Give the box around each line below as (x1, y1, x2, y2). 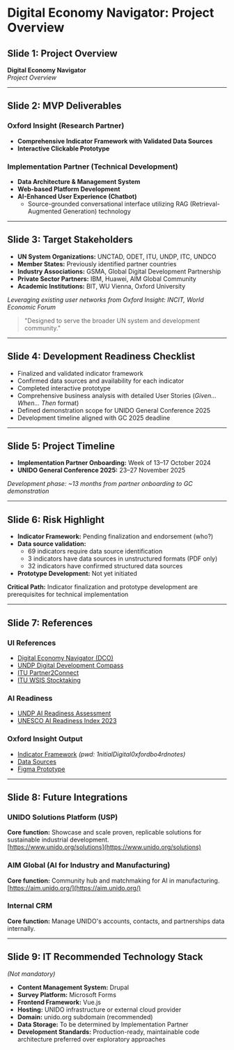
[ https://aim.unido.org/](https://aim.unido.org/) (7, 883, 141, 892)
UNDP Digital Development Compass (17, 661, 124, 669)
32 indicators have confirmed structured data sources (27, 562, 183, 570)
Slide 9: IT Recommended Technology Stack (7, 951, 203, 963)
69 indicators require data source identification (27, 547, 163, 556)
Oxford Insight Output (7, 734, 83, 744)
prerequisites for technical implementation (7, 591, 129, 599)
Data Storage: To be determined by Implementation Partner (17, 1020, 189, 1028)
